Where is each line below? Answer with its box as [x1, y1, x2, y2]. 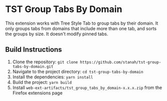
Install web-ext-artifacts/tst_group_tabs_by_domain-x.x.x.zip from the [12, 84, 162, 90]
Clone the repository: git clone [12, 59, 78, 65]
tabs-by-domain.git [12, 64, 54, 69]
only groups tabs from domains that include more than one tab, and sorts [5, 25, 157, 31]
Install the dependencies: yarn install [12, 74, 93, 80]
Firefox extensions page [12, 89, 63, 96]
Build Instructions [5, 45, 62, 54]
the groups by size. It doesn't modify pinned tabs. [5, 31, 108, 37]
